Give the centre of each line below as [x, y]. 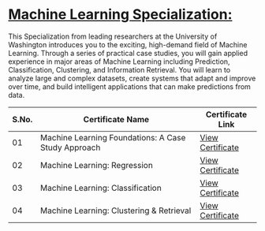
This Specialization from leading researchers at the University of [113, 36]
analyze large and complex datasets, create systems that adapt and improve [132, 78]
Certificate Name [116, 119]
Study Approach [71, 147]
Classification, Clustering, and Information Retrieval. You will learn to [119, 69]
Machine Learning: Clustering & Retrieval [116, 211]
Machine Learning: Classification [101, 188]
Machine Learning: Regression [97, 165]
